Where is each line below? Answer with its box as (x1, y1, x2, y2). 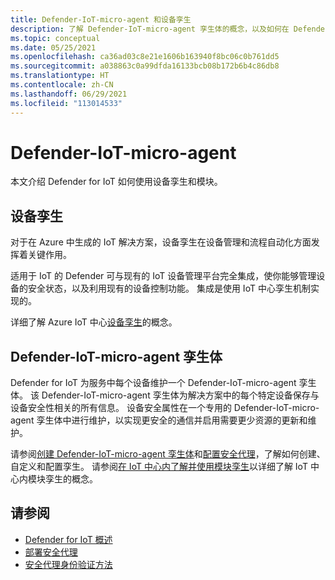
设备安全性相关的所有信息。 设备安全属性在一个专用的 (10, 402, 232, 414)
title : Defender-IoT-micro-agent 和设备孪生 (10, 14, 192, 25)
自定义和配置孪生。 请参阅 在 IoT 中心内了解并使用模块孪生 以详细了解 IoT (10, 461, 308, 473)
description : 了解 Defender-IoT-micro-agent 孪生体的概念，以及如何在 (10, 24, 290, 34)
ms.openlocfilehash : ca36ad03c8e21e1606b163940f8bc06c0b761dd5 (10, 52, 280, 62)
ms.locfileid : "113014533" (10, 98, 123, 108)
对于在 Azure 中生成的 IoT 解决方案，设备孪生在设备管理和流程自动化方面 (10, 236, 312, 248)
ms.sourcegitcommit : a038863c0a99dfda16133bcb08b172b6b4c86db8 (10, 61, 280, 71)
